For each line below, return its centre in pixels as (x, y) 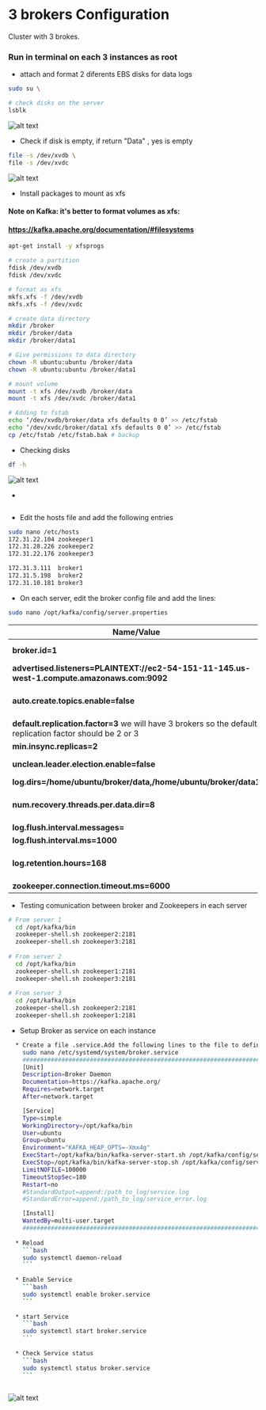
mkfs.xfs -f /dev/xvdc (46, 304)
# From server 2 (35, 957)
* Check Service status (54, 1353)
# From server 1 (35, 920)
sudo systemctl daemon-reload (72, 1258)
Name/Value (136, 632)
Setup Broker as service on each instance (88, 1030)
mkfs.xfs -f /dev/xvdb (46, 297)
